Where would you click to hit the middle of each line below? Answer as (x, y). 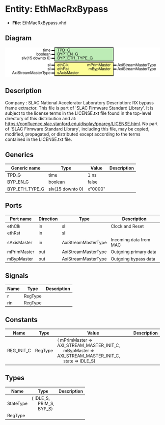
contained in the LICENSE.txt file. (39, 139)
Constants (21, 319)
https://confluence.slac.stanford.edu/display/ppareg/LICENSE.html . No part (82, 124)
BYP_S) (45, 409)
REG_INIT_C (19, 351)
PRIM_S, (46, 404)
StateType (17, 404)
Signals (17, 276)
